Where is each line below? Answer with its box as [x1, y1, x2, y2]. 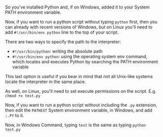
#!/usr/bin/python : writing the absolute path [12, 49, 103, 54]
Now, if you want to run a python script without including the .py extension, [5, 102, 157, 108]
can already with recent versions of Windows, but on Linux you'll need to [5, 24, 153, 30]
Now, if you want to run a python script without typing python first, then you [5, 19, 158, 25]
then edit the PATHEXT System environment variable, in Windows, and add [5, 108, 153, 113]
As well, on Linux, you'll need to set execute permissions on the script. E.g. [5, 88, 157, 94]
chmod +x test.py [5, 93, 41, 98]
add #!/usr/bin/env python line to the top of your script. [5, 29, 119, 35]
